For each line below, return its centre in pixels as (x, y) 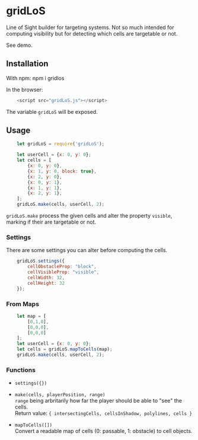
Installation (27, 64)
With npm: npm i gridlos (35, 78)
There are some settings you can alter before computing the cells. (87, 250)
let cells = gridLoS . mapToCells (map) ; (65, 349)
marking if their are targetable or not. (51, 222)
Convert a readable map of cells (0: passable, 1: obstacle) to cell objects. (103, 431)
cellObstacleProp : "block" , (62, 267)
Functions (21, 370)
